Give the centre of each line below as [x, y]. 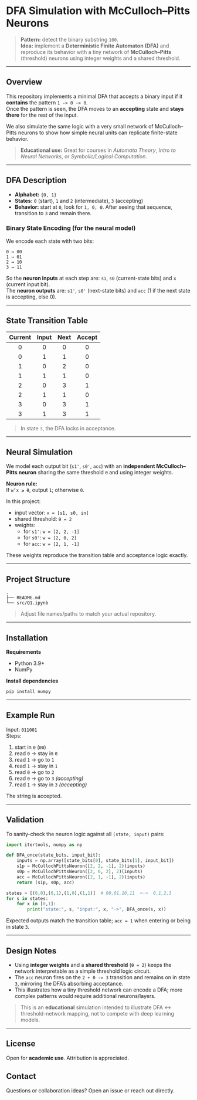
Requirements [24, 652]
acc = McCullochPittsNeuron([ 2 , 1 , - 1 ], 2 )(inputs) [81, 877]
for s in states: [27, 898]
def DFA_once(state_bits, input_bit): [53, 855]
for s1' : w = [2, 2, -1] [51, 531]
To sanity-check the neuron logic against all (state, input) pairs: [86, 834]
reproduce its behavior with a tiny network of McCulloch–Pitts [96, 52]
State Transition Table [47, 321]
